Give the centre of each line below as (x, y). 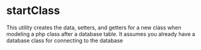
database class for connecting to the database (65, 40)
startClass (33, 11)
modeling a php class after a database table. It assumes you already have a (101, 34)
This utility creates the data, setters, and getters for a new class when (94, 27)
